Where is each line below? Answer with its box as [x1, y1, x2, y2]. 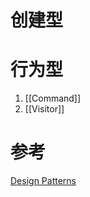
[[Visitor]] [24, 103, 65, 115]
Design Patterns [10, 175, 77, 187]
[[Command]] [24, 92, 82, 105]
